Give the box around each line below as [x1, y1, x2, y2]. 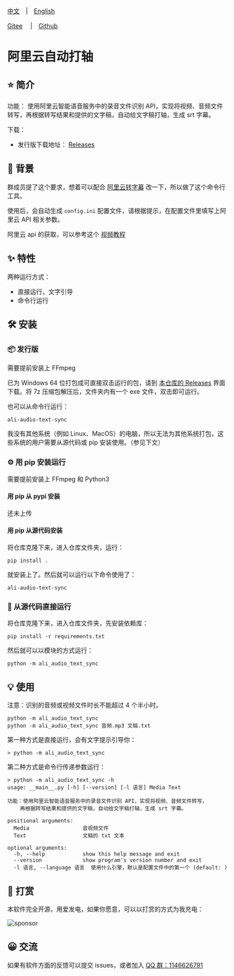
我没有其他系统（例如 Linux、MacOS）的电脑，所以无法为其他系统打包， [7, 429, 218, 438]
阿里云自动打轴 [7, 49, 94, 65]
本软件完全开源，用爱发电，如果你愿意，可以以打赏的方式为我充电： [7, 905, 204, 913]
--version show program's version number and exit [13, 857, 202, 864]
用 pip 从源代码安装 [7, 526, 63, 535]
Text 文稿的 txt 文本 [13, 832, 125, 839]
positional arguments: [7, 818, 74, 825]
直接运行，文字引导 [17, 287, 74, 296]
